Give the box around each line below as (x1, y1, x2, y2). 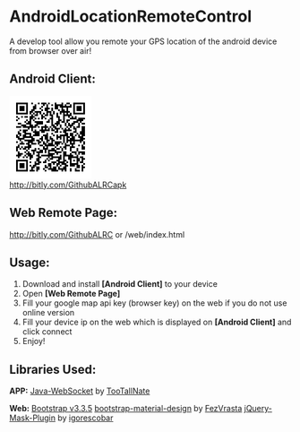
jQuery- (244, 403, 273, 414)
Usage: (9, 255, 51, 270)
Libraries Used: (9, 361, 97, 377)
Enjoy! (21, 336, 46, 347)
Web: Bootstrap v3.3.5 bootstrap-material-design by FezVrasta (9, 403, 243, 414)
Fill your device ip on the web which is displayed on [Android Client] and (21, 316, 292, 328)
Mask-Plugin (9, 412, 56, 423)
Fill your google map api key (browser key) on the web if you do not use (21, 298, 287, 308)
